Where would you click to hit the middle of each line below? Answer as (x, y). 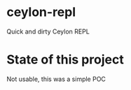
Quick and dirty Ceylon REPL (48, 31)
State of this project (65, 60)
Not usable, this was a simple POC (56, 79)
